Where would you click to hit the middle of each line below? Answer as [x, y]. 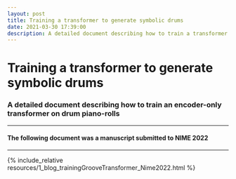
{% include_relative [35, 160]
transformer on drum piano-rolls [64, 114]
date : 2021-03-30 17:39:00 [47, 27]
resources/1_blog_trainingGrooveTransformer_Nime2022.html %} [101, 167]
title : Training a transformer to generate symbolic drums [96, 20]
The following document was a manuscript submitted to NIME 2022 [108, 138]
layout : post [26, 14]
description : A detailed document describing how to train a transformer [118, 33]
